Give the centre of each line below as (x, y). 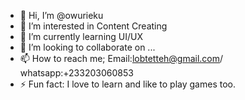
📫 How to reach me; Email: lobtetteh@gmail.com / (121, 58)
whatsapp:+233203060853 (76, 73)
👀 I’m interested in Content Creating (93, 26)
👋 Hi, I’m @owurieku (61, 15)
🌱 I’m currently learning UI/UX (81, 36)
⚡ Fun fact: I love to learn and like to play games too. (127, 84)
